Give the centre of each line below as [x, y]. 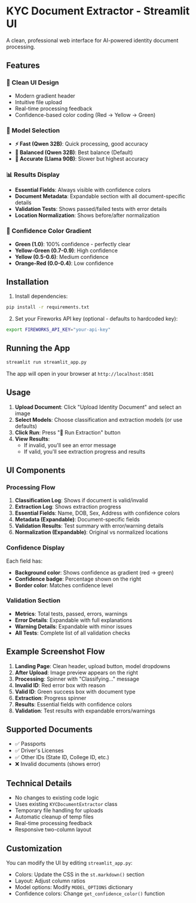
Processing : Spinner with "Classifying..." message [77, 679]
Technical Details [39, 783]
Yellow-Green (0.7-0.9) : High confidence [66, 250]
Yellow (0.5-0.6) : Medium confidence [62, 256]
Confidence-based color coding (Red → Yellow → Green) [85, 114]
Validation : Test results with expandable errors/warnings [85, 711]
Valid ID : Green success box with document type [75, 691]
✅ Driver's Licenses [39, 751]
